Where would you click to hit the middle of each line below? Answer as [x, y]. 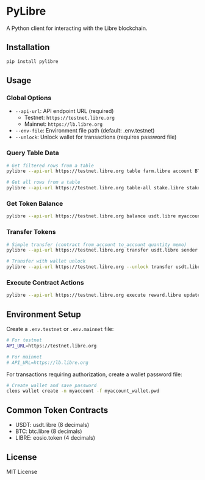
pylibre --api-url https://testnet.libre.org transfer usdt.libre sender [102, 250]
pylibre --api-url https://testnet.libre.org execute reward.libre [94, 295]
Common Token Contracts [57, 410]
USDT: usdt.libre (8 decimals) [52, 425]
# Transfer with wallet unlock [46, 261]
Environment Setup [44, 314]
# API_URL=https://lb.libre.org [47, 362]
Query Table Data [33, 153]
